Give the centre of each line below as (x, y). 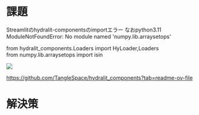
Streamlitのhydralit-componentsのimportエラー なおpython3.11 (84, 30)
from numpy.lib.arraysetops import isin (55, 54)
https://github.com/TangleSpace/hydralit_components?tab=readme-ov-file (99, 77)
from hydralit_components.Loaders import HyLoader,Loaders (83, 48)
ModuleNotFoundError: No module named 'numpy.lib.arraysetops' (89, 36)
